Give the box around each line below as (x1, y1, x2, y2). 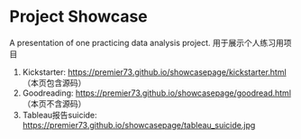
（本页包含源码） (22, 77, 87, 88)
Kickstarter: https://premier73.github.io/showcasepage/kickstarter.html (22, 66, 287, 78)
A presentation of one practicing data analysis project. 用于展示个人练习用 (9, 37, 284, 48)
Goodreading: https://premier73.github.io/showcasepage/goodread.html (22, 88, 291, 98)
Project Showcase (9, 6, 148, 27)
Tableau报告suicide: (22, 109, 97, 120)
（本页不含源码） (22, 97, 87, 109)
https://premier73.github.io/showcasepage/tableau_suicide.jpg (22, 119, 256, 130)
